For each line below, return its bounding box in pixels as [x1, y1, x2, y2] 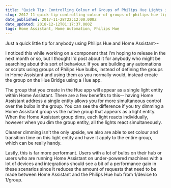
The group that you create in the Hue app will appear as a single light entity [5, 87, 163, 93]
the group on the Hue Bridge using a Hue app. [5, 77, 102, 83]
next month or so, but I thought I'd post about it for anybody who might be [5, 55, 161, 61]
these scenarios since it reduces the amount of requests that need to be [5, 166, 157, 172]
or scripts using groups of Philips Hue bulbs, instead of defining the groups [5, 67, 163, 73]
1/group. [5, 177, 23, 183]
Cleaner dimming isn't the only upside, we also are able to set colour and [5, 129, 158, 135]
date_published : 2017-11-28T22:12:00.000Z [5, 17, 97, 22]
